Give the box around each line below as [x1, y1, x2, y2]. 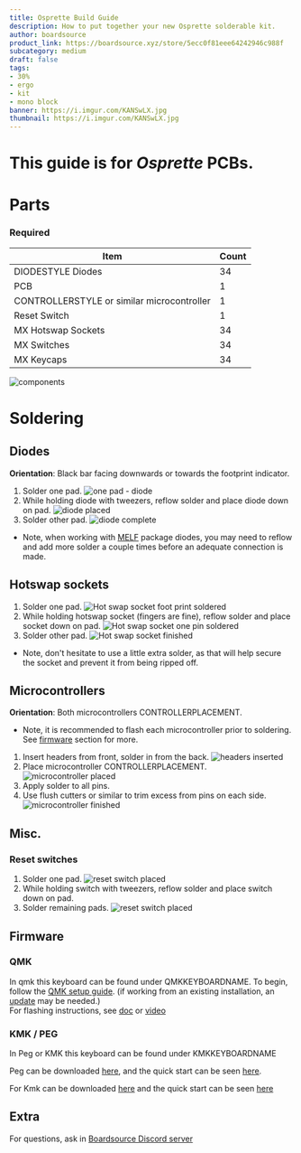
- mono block [9, 97, 59, 107]
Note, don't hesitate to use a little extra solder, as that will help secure [22, 647, 282, 658]
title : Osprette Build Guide [9, 13, 119, 23]
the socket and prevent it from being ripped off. [22, 657, 198, 668]
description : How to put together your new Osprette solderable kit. [9, 22, 277, 31]
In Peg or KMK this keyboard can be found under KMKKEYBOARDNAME [9, 1048, 277, 1059]
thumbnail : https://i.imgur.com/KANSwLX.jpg [9, 114, 179, 123]
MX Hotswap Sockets [14, 323, 105, 336]
